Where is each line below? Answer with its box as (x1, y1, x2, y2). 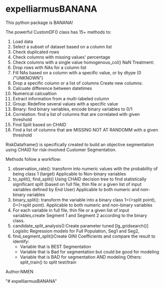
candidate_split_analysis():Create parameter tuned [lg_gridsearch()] (12, 222, 149, 228)
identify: (12, 238, 30, 244)
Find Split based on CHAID (12, 121, 66, 128)
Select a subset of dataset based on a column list (12, 44, 112, 49)
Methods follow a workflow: (5, 156, 61, 162)
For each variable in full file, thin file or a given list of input (12, 207, 129, 213)
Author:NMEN (5, 268, 34, 274)
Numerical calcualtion (12, 90, 57, 96)
